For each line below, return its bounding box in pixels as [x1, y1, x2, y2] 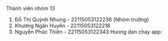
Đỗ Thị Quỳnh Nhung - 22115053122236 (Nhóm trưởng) [14, 16, 149, 23]
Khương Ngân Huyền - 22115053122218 [14, 23, 110, 29]
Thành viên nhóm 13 [6, 5, 55, 12]
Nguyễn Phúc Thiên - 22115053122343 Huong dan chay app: [14, 28, 163, 35]
